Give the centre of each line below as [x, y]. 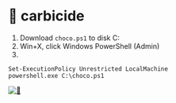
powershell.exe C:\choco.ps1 [56, 75]
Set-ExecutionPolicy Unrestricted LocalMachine [88, 69]
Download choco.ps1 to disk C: [70, 38]
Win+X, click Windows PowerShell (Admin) [90, 46]
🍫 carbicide [46, 16]
